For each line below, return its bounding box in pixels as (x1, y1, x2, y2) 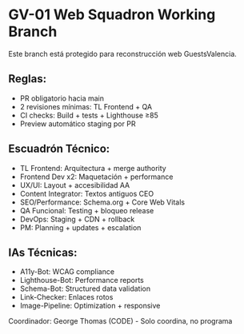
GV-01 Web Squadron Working (8, 6, 216, 24)
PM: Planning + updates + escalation (19, 222, 142, 233)
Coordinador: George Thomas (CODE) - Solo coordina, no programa (8, 316, 233, 326)
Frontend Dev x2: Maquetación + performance (19, 172, 174, 181)
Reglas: (8, 72, 46, 85)
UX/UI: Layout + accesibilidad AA (19, 180, 130, 189)
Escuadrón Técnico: (8, 142, 110, 156)
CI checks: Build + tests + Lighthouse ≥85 (19, 110, 158, 120)
